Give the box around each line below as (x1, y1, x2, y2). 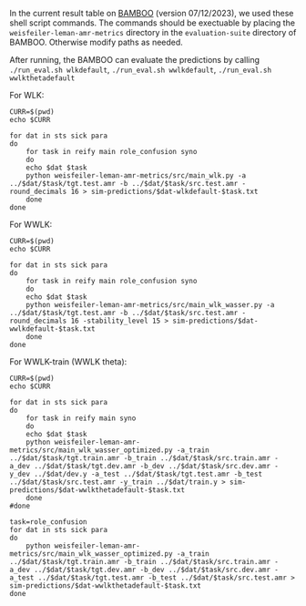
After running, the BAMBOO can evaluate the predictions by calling (9, 55, 260, 65)
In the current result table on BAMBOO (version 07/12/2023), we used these (9, 8, 294, 18)
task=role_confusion (9, 518, 88, 527)
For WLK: (9, 90, 45, 100)
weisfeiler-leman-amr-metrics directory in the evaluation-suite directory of (9, 27, 297, 37)
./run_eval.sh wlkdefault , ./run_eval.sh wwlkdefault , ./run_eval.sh (9, 64, 271, 75)
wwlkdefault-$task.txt (9, 324, 96, 334)
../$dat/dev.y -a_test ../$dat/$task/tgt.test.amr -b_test (33, 469, 262, 478)
